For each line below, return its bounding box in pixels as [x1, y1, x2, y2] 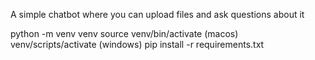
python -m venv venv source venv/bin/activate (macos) [10, 28, 239, 39]
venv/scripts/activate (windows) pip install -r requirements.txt [10, 39, 265, 50]
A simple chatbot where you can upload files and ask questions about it [10, 9, 305, 20]
